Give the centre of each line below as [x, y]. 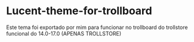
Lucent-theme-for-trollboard [79, 11]
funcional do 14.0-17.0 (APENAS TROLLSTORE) [64, 33]
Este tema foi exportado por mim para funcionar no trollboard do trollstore [97, 27]
